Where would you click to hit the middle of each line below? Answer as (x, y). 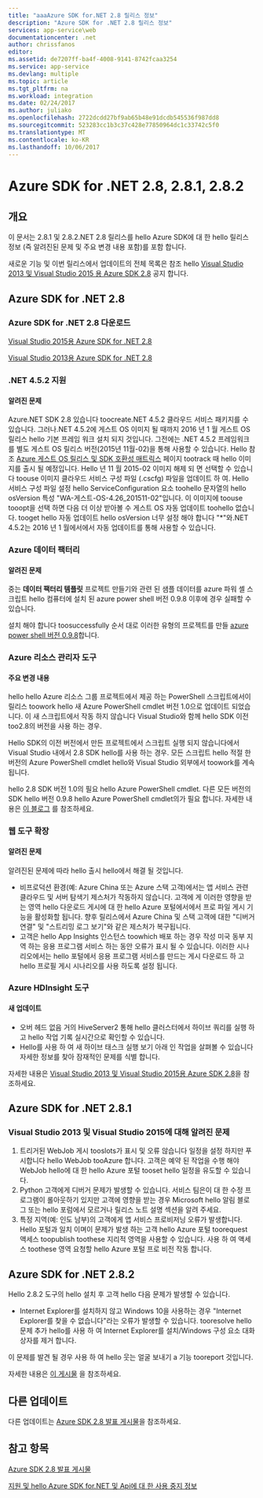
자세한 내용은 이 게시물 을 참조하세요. (65, 1374)
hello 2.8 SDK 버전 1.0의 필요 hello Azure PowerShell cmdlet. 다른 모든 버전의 (130, 789)
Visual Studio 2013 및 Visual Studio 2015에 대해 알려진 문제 (119, 1132)
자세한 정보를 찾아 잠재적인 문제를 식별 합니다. (90, 1056)
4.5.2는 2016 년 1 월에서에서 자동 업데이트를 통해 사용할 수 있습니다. (112, 528)
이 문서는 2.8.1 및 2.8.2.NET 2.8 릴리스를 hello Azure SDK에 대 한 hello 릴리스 (129, 237)
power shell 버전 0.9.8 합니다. (54, 635)
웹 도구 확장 (29, 831)
